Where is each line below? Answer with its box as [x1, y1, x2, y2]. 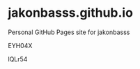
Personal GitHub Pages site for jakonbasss [8, 28, 130, 36]
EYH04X [8, 41, 33, 49]
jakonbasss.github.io [8, 5, 133, 21]
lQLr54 [8, 54, 28, 63]
